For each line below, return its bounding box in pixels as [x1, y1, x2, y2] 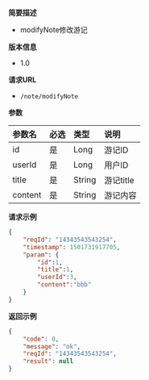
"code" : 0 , [23, 335, 60, 343]
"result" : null [23, 357, 74, 365]
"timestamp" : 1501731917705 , [23, 243, 121, 251]
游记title [104, 175, 135, 186]
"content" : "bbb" [37, 281, 92, 289]
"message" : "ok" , [23, 342, 81, 350]
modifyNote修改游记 [19, 25, 89, 35]
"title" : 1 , [37, 265, 74, 274]
